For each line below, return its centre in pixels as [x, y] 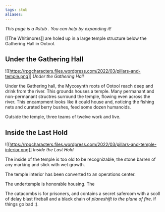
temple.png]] [18, 76]
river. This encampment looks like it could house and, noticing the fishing [80, 102]
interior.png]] [19, 150]
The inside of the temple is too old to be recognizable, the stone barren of [81, 159]
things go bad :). [22, 204]
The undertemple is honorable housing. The [50, 184]
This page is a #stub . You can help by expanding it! [58, 28]
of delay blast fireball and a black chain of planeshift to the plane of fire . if [81, 199]
